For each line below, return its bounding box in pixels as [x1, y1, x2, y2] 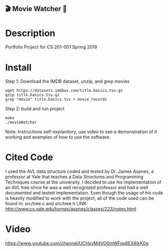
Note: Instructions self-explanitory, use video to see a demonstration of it [5, 129, 157, 135]
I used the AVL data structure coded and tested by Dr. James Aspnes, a [5, 168, 154, 174]
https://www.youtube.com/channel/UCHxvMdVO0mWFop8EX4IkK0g [5, 240, 149, 246]
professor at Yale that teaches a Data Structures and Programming [5, 174, 144, 180]
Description [5, 27, 55, 39]
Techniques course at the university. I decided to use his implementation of [5, 179, 161, 185]
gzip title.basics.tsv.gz [5, 93, 60, 98]
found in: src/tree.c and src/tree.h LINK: [5, 201, 88, 207]
